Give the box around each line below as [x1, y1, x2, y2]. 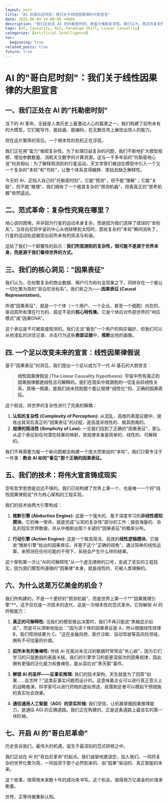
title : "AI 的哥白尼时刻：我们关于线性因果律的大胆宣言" [5, 12, 110, 17]
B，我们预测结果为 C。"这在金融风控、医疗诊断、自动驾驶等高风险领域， [12, 631, 162, 637]
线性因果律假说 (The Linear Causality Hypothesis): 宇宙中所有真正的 [17, 373, 160, 379]
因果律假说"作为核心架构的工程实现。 [9, 491, 86, 497]
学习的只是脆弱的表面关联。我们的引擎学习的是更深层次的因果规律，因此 [12, 654, 161, 660]
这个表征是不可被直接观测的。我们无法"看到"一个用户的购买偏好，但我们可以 [5, 326, 163, 332]
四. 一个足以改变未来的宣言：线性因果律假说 [5, 348, 140, 356]
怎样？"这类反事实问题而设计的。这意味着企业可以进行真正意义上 [28, 677, 162, 683]
